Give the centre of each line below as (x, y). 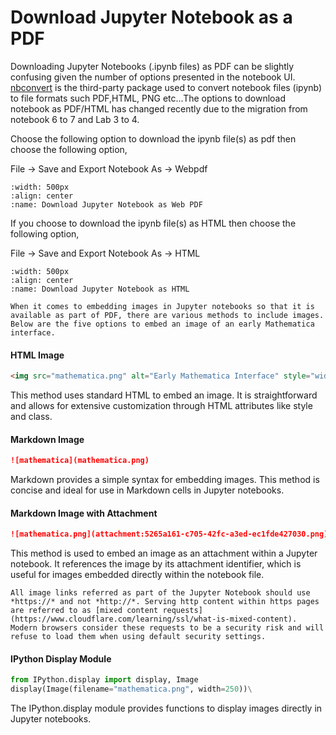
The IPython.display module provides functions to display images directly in (166, 708)
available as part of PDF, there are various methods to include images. (167, 315)
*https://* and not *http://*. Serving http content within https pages (165, 602)
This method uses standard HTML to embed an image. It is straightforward (164, 395)
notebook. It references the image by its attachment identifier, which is (156, 564)
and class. (31, 417)
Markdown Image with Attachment (84, 513)
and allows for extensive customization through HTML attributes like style (161, 406)
